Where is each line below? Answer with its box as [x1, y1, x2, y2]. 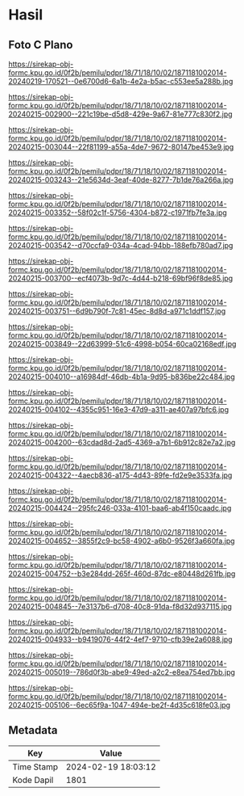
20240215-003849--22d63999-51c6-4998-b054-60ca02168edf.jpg [8, 339, 237, 348]
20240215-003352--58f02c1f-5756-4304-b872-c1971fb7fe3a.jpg [8, 208, 227, 217]
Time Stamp [12, 761, 59, 773]
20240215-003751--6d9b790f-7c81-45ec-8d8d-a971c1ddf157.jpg [8, 306, 226, 316]
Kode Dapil [12, 774, 54, 785]
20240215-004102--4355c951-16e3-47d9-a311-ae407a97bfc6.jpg [8, 405, 230, 414]
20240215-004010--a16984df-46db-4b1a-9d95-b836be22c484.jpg [8, 372, 235, 381]
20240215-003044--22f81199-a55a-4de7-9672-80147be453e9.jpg [8, 142, 234, 151]
